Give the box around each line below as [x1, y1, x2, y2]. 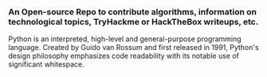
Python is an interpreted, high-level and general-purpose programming [8, 34, 241, 44]
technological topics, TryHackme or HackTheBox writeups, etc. [8, 16, 259, 27]
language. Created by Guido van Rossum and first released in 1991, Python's [8, 43, 259, 52]
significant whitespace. [8, 60, 85, 69]
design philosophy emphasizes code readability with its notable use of [8, 51, 239, 61]
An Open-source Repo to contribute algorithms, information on [8, 6, 257, 17]
